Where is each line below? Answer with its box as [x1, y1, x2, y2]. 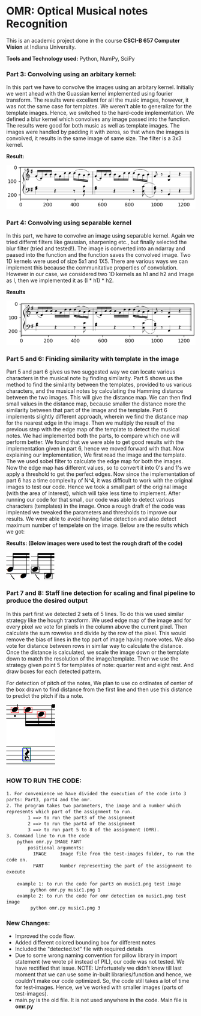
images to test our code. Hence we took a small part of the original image [6, 483, 188, 491]
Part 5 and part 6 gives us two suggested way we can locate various [6, 368, 176, 375]
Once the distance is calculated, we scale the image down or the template [6, 648, 189, 656]
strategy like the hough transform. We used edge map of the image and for [6, 617, 191, 624]
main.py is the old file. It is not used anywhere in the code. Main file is [14, 997, 187, 1004]
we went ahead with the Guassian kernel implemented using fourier [6, 90, 173, 97]
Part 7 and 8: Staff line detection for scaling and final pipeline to [6, 589, 196, 597]
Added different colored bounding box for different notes [14, 939, 156, 946]
